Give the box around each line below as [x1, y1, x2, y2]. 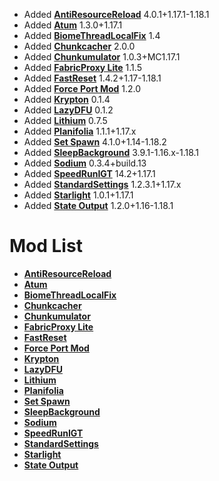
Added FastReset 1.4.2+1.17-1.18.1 [23, 72, 162, 84]
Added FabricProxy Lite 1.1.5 [23, 62, 142, 73]
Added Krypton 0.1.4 [23, 94, 111, 105]
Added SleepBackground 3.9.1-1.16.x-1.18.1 [23, 147, 200, 158]
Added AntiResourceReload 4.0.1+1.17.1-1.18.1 [23, 9, 210, 20]
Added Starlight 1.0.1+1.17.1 [23, 189, 134, 201]
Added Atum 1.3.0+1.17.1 [23, 19, 123, 31]
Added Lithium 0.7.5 [23, 115, 108, 126]
